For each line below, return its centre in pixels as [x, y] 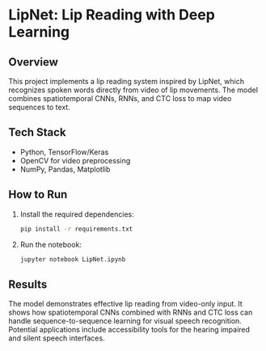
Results [28, 284]
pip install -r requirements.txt [76, 229]
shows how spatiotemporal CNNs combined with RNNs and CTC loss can [131, 312]
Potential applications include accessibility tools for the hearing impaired [129, 330]
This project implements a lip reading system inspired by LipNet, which [127, 81]
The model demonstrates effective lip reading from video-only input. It [125, 304]
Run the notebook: [51, 244]
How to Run [38, 195]
